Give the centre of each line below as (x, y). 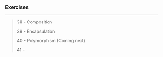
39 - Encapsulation (36, 31)
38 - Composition (34, 22)
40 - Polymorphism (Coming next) (51, 41)
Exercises (17, 7)
